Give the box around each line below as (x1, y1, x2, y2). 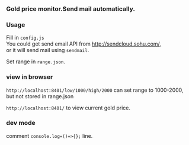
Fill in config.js (6, 34, 44, 41)
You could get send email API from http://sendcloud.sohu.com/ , (6, 40, 162, 47)
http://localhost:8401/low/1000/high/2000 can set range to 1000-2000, (6, 86, 184, 94)
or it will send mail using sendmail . (6, 47, 89, 54)
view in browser (6, 73, 53, 81)
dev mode (6, 119, 36, 127)
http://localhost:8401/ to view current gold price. (6, 104, 130, 111)
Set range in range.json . (6, 58, 65, 65)
